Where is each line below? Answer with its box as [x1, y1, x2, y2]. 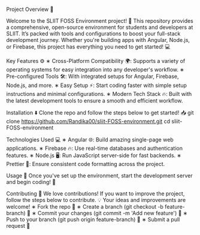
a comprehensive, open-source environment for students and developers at [6, 24, 193, 31]
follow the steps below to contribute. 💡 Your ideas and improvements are [6, 197, 186, 203]
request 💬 [6, 222, 31, 229]
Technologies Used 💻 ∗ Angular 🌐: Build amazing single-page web [6, 136, 174, 143]
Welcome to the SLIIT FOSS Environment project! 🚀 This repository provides [6, 17, 193, 24]
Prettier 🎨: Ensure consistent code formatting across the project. [6, 161, 165, 167]
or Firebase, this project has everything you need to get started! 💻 [6, 43, 171, 50]
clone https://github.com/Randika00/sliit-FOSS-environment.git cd [6, 117, 171, 125]
